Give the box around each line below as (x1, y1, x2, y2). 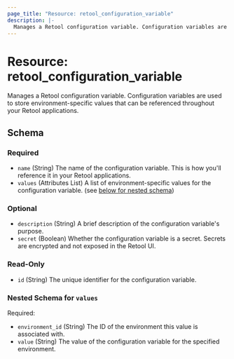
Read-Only (7, 259, 46, 269)
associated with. (17, 330, 65, 338)
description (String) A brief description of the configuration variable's (17, 219, 220, 228)
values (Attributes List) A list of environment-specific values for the (17, 179, 212, 187)
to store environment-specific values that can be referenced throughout (7, 99, 215, 107)
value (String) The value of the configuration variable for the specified (17, 337, 220, 346)
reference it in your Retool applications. (17, 171, 131, 179)
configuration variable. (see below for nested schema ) (17, 187, 174, 194)
